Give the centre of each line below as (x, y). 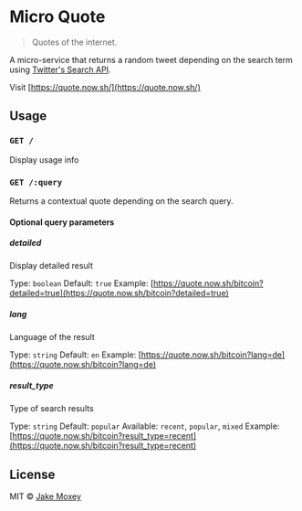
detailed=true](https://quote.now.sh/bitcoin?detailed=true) (120, 293)
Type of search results (52, 409)
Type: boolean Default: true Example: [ (82, 283)
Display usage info (44, 160)
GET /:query (36, 182)
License (32, 474)
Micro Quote (57, 17)
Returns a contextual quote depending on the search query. (122, 201)
